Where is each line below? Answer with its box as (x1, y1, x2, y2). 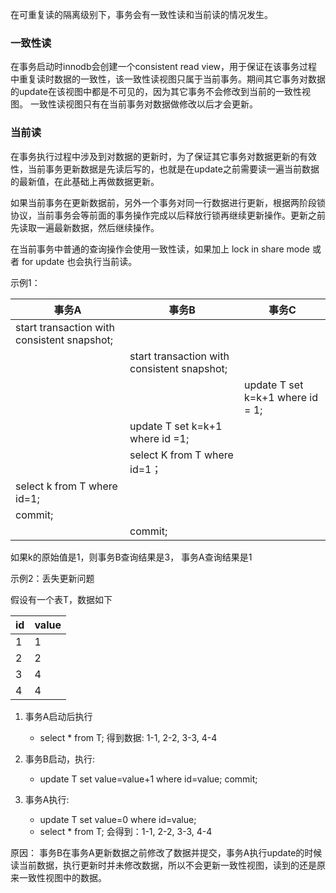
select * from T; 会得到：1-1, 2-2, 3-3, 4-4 (39, 825, 213, 837)
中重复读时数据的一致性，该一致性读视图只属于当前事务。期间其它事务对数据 (10, 73, 326, 85)
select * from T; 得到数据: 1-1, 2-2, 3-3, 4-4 (39, 731, 218, 743)
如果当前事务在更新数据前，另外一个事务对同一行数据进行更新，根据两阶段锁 (10, 196, 326, 208)
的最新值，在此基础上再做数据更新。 (10, 175, 160, 187)
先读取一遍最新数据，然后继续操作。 (10, 221, 160, 233)
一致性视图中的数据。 (18, 871, 107, 883)
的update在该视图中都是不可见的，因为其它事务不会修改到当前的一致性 (10, 86, 302, 98)
